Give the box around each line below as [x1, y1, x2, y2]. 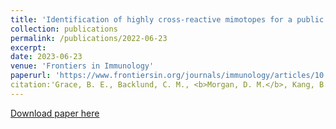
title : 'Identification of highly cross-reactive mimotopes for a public [10, 14, 325, 25]
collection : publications [10, 24, 118, 34]
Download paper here [10, 107, 100, 119]
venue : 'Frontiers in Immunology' [10, 61, 155, 71]
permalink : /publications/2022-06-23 [10, 33, 168, 43]
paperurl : [10, 71, 52, 81]
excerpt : [10, 42, 47, 53]
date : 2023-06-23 [10, 52, 83, 62]
